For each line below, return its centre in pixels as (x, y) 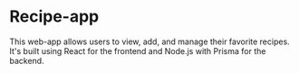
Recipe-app (54, 17)
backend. (27, 60)
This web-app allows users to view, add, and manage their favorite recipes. (149, 41)
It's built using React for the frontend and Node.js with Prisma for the (138, 50)
